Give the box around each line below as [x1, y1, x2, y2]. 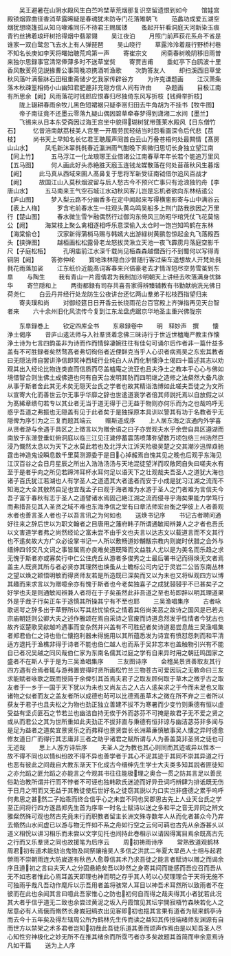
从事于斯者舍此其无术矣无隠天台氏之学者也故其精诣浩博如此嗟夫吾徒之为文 [7, 382, 218, 390]
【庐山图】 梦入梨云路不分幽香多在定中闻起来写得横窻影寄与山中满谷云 [7, 195, 220, 203]
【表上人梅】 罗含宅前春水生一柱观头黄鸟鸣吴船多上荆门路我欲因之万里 [7, 204, 220, 212]
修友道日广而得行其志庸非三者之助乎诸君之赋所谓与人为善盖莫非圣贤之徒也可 [7, 735, 224, 743]
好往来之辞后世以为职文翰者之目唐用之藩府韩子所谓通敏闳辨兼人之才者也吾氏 [7, 520, 224, 528]
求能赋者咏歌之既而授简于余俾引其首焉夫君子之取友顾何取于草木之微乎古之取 [7, 674, 224, 683]
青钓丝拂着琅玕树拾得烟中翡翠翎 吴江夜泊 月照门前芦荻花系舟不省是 [7, 32, 221, 40]
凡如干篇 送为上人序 [7, 942, 76, 949]
